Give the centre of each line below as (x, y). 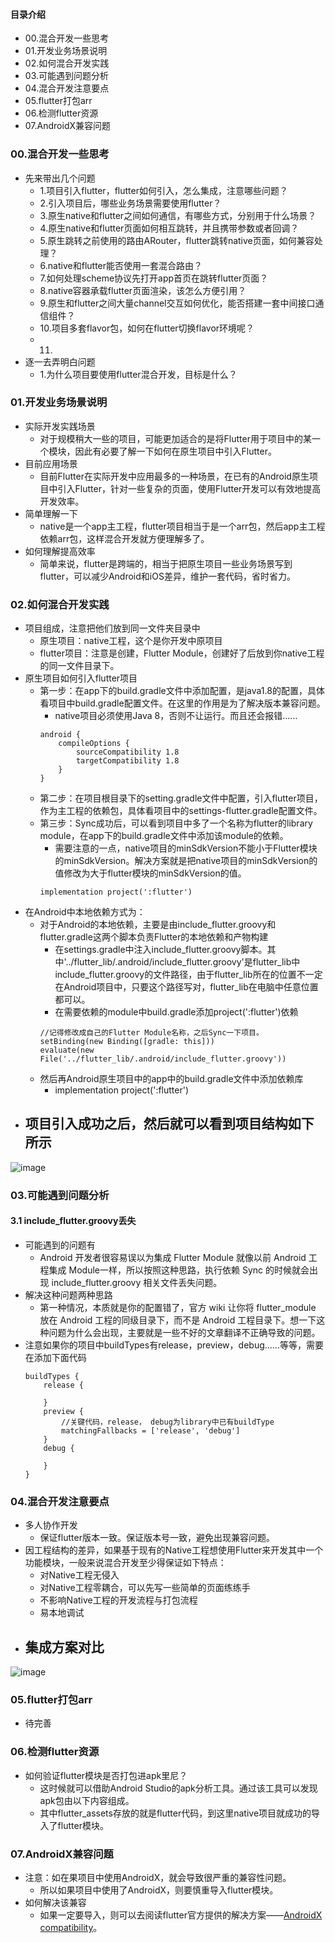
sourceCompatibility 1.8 (127, 752)
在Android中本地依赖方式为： (85, 912)
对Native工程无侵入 (79, 1575)
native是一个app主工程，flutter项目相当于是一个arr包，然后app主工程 (182, 526)
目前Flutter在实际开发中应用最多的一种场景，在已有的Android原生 (174, 476)
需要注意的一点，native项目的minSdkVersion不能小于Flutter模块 (186, 848)
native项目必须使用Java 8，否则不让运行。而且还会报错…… (176, 716)
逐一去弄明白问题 (60, 361)
